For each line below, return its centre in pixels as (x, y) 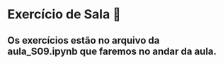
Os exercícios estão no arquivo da (84, 40)
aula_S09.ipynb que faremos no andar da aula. (112, 51)
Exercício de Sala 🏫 (64, 14)
